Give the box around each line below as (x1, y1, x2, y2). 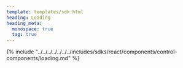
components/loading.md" (6, 55, 71, 62)
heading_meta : (6, 20, 43, 26)
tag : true (12, 32, 37, 38)
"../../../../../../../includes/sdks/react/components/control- (35, 48, 177, 55)
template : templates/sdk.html (6, 8, 84, 15)
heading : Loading (6, 15, 51, 21)
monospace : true (12, 25, 53, 32)
